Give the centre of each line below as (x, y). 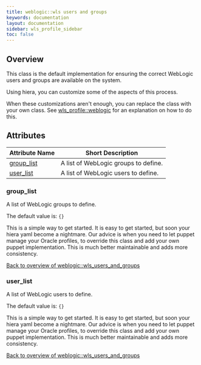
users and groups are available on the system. (64, 80)
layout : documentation (35, 23)
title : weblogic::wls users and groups (57, 12)
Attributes (26, 136)
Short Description (112, 152)
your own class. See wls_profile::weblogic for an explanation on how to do (99, 110)
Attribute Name (32, 152)
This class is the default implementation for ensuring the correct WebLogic (100, 73)
